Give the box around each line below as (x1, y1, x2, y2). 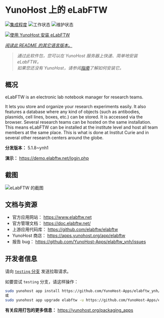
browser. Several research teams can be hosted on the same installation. (5, 119, 151, 125)
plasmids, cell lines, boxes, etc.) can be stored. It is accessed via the (5, 114, 143, 120)
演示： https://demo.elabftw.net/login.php (5, 155, 89, 161)
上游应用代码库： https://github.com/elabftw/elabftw (12, 227, 118, 232)
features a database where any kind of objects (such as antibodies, (5, 109, 141, 114)
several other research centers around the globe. (5, 135, 104, 140)
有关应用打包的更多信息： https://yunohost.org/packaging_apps (5, 307, 133, 313)
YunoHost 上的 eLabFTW (5, 4, 108, 16)
